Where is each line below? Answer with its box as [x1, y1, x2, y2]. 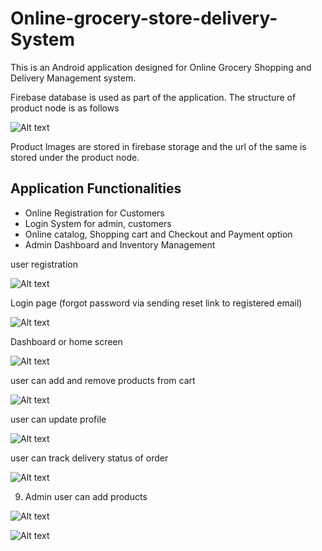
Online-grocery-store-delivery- [10, 7, 278, 30]
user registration [10, 258, 78, 270]
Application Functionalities [10, 180, 182, 197]
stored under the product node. [10, 151, 140, 163]
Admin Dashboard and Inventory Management [24, 238, 216, 251]
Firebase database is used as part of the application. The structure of [10, 91, 297, 103]
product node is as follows [10, 102, 120, 114]
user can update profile [10, 413, 107, 425]
